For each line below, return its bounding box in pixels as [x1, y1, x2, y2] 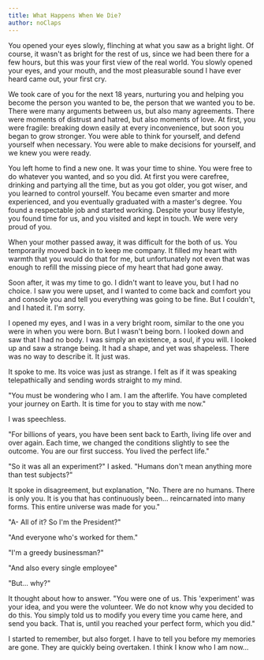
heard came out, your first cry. [8, 74, 107, 84]
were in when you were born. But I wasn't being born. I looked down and [8, 326, 244, 336]
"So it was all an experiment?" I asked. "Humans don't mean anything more [8, 461, 252, 471]
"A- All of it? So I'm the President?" [8, 517, 121, 527]
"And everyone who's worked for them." [8, 532, 138, 542]
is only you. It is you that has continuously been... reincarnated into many [8, 494, 246, 503]
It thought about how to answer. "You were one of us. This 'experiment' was [8, 593, 255, 603]
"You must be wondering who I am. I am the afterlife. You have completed [8, 390, 247, 400]
